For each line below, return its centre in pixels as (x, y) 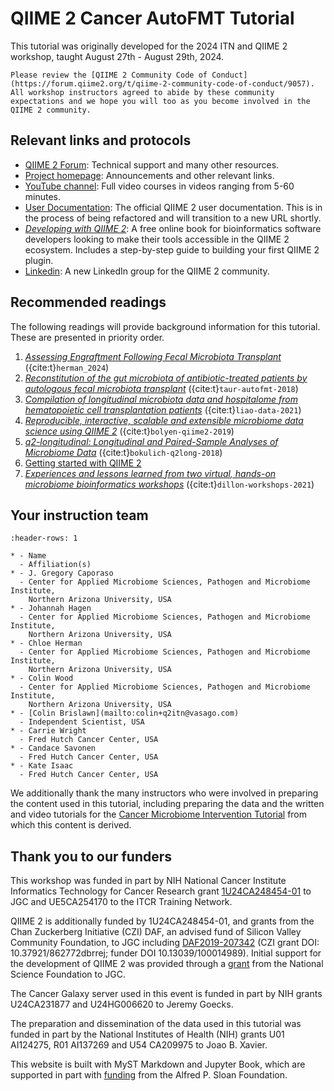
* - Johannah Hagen (51, 608)
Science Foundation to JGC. (68, 974)
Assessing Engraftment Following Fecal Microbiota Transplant (153, 356)
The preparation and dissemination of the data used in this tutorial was (156, 1024)
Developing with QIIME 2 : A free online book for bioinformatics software (173, 228)
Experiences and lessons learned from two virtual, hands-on (150, 473)
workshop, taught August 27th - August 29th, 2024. (117, 56)
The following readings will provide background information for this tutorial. (165, 326)
